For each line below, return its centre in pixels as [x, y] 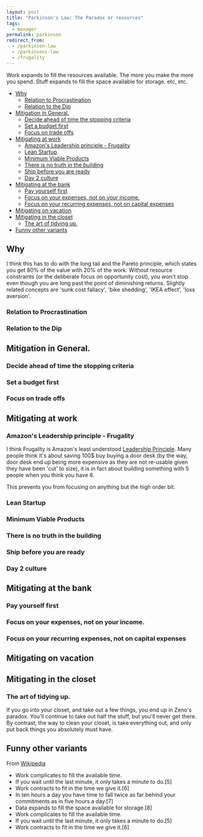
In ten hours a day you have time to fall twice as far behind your [95, 794]
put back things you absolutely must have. [60, 729]
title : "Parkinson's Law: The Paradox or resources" [75, 18]
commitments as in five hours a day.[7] [64, 801]
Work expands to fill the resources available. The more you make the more [100, 75]
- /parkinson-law [34, 46]
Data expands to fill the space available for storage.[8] [83, 808]
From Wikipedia [26, 763]
